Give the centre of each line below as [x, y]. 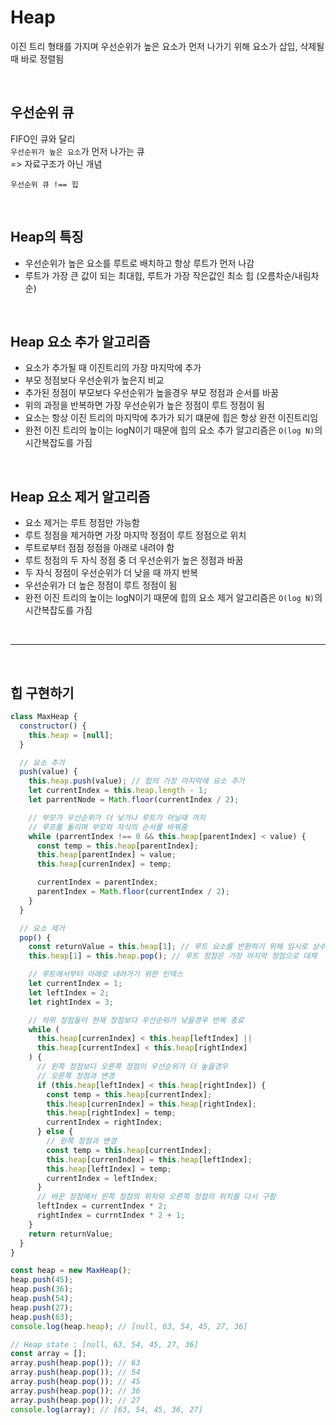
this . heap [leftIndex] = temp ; [109, 1169]
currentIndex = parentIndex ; [97, 882]
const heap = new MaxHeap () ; [71, 1271]
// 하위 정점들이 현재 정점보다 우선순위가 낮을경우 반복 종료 [136, 1020]
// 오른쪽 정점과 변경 [75, 1076]
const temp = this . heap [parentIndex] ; [117, 846]
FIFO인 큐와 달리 [43, 138]
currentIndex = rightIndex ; [104, 1122]
